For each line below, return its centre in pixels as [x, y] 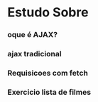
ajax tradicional [34, 54]
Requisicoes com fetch [48, 73]
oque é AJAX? [33, 35]
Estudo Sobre [48, 12]
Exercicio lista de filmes [49, 92]
